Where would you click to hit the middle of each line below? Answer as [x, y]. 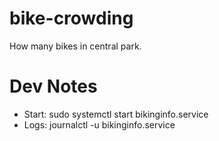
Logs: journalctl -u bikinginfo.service [99, 124]
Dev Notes [53, 86]
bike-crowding [71, 18]
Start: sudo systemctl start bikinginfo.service [116, 114]
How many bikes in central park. [75, 46]
